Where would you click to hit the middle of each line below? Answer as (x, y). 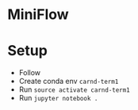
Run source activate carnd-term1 (74, 89)
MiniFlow (38, 15)
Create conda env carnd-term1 (69, 82)
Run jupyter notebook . (58, 98)
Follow (30, 73)
